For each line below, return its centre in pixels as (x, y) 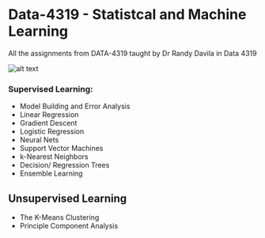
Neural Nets (39, 140)
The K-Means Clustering (59, 217)
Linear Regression (49, 115)
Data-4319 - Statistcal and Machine (127, 15)
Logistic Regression (52, 131)
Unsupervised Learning (68, 198)
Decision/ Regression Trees (64, 165)
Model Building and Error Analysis (75, 106)
